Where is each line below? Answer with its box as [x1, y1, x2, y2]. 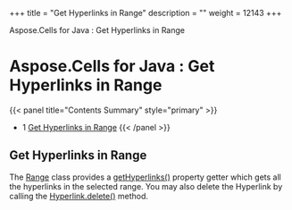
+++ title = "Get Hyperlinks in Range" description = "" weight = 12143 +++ [9, 8, 282, 18]
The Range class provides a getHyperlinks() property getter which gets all [9, 172, 281, 182]
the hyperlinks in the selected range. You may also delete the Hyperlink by [9, 181, 283, 191]
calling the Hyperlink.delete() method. [9, 190, 149, 201]
